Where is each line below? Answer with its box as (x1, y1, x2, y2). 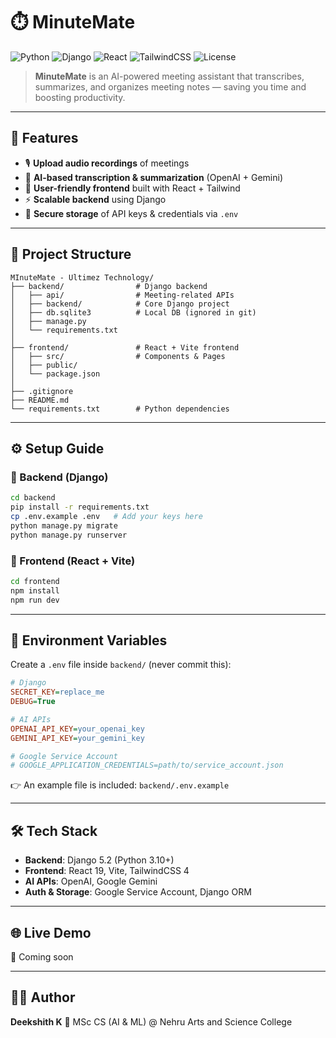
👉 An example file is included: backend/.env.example (10, 779, 230, 791)
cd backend (10, 493, 56, 503)
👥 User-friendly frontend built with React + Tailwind (24, 182, 241, 194)
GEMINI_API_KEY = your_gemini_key (10, 733, 145, 743)
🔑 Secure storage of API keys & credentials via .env (24, 207, 239, 219)
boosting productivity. (34, 91, 126, 103)
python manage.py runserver (10, 530, 128, 540)
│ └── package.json (10, 369, 101, 379)
